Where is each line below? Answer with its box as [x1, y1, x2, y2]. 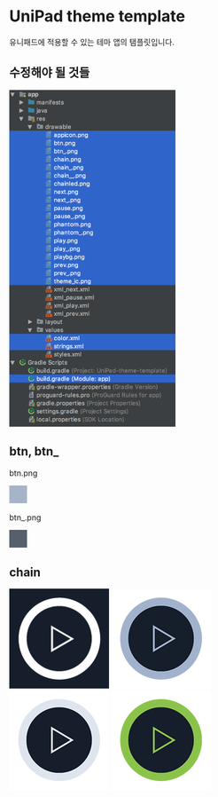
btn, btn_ [9, 444, 59, 459]
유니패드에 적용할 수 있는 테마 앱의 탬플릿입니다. [9, 36, 175, 47]
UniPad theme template [9, 6, 186, 27]
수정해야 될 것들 [9, 65, 90, 81]
